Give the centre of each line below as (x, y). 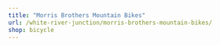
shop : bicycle (31, 30)
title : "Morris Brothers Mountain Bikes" (77, 15)
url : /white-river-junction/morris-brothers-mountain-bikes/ (110, 23)
